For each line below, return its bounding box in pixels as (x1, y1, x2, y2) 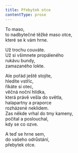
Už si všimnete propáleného (5, 52, 64, 58)
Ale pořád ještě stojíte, (5, 72, 52, 79)
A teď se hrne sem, (5, 131, 46, 137)
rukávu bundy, (5, 57, 35, 63)
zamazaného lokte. (5, 63, 45, 69)
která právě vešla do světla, (5, 94, 63, 100)
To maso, (5, 26, 25, 32)
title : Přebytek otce (5, 7, 51, 13)
